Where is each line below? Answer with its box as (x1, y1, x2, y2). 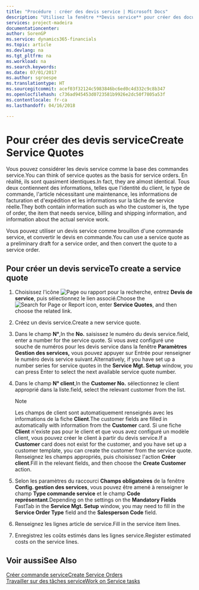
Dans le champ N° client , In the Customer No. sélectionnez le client (14, 380, 179, 387)
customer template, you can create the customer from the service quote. (14, 447, 192, 454)
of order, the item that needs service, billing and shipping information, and (6, 210, 187, 217)
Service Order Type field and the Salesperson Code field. (14, 509, 158, 516)
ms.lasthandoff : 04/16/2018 (6, 102, 76, 109)
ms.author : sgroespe (6, 75, 57, 81)
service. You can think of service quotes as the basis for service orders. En (6, 172, 188, 179)
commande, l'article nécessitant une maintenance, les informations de (6, 191, 178, 198)
